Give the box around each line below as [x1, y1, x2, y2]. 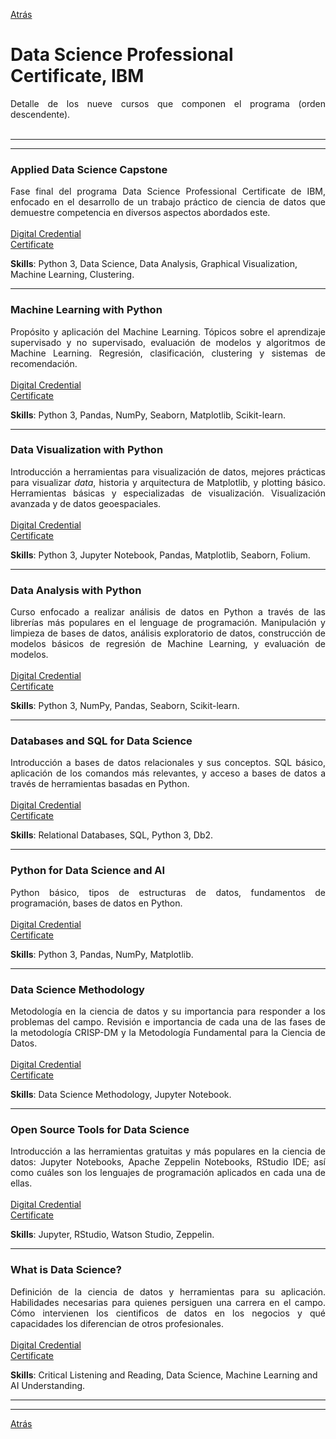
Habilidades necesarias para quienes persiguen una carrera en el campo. [10, 1296, 326, 1308]
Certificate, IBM [10, 65, 145, 88]
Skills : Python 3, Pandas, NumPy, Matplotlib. [10, 948, 194, 960]
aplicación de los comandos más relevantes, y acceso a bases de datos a [10, 767, 326, 779]
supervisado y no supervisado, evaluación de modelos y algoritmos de [10, 336, 326, 348]
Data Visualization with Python [10, 443, 164, 457]
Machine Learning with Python [10, 303, 163, 317]
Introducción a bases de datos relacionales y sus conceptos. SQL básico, [10, 757, 326, 769]
